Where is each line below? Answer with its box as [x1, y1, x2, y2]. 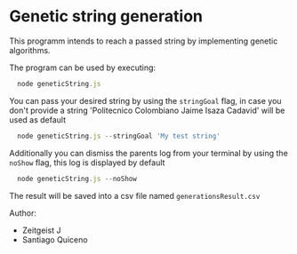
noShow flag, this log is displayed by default [9, 157, 165, 168]
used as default [9, 114, 67, 125]
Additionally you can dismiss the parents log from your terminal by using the [9, 147, 289, 158]
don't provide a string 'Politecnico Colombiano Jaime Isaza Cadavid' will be [9, 105, 285, 115]
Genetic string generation [9, 6, 203, 27]
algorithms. [9, 44, 51, 55]
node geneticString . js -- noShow [17, 174, 138, 183]
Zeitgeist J [21, 225, 61, 235]
